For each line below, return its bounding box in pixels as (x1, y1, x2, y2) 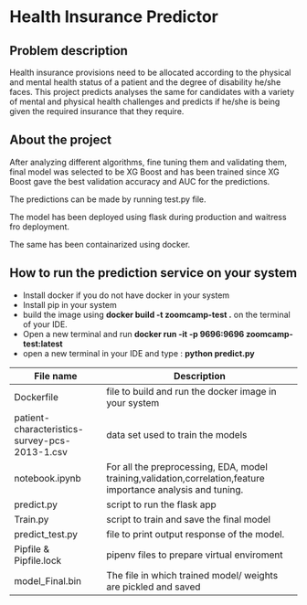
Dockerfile (14, 390, 59, 403)
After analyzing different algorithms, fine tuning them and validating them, (9, 156, 288, 167)
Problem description (9, 43, 128, 58)
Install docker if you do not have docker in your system (22, 290, 230, 301)
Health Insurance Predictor (9, 6, 219, 27)
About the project (9, 133, 112, 148)
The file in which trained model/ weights (106, 568, 279, 581)
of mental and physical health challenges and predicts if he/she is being (9, 96, 281, 107)
